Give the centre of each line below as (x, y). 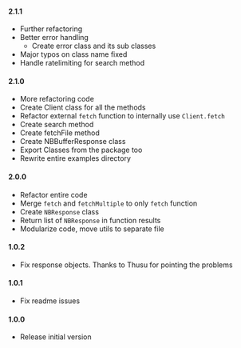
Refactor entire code (53, 194)
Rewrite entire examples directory (75, 158)
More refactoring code (57, 99)
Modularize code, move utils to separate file (92, 229)
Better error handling (54, 38)
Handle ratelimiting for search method (82, 63)
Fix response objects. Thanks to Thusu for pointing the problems (126, 265)
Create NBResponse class (59, 211)
